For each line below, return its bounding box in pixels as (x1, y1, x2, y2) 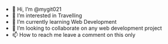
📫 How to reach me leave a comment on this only (11, 32, 136, 38)
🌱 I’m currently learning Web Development (11, 18, 117, 25)
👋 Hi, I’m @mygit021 (11, 6, 62, 12)
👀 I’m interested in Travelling (11, 12, 82, 19)
